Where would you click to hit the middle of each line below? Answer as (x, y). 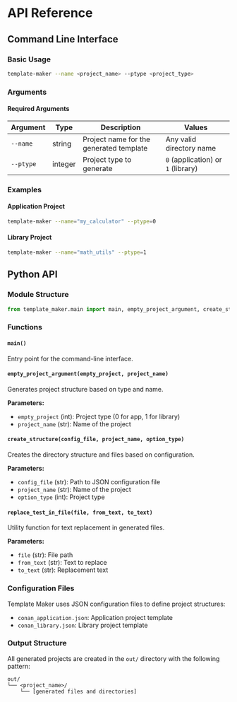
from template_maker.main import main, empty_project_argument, (104, 309)
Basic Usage (29, 59)
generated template (115, 148)
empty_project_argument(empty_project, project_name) (88, 374)
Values (196, 127)
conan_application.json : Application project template (95, 617)
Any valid (181, 139)
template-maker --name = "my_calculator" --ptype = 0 (82, 221)
